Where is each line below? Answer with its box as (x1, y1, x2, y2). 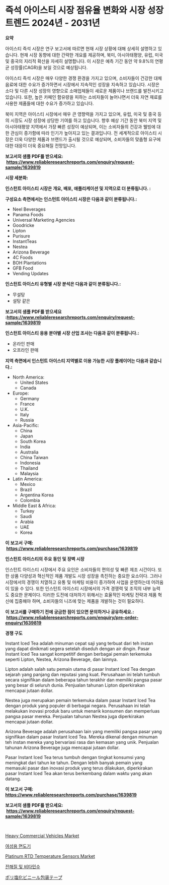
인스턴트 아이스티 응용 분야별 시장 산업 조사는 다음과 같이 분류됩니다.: (5, 330, 139, 336)
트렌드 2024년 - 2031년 (5, 17, 101, 29)
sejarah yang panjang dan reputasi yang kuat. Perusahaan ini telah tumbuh (5, 671, 160, 677)
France (20, 401, 35, 407)
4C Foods (12, 254, 33, 260)
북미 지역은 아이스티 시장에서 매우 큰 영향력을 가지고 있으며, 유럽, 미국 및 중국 (5, 111, 157, 117)
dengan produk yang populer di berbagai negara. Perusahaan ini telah (5, 703, 150, 709)
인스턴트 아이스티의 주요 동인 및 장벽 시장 (5, 555, 84, 562)
